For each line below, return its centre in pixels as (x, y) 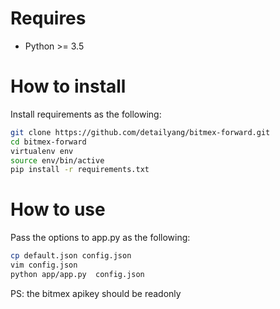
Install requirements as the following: (86, 114)
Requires (48, 18)
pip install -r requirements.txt (80, 170)
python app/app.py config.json (77, 274)
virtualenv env (42, 151)
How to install (68, 86)
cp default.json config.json (71, 256)
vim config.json (44, 265)
